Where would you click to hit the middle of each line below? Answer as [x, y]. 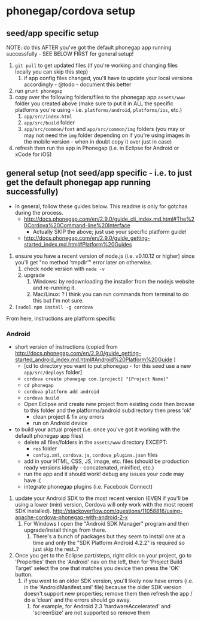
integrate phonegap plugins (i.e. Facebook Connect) [88, 487]
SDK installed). [33, 511]
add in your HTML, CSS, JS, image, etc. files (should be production [106, 461]
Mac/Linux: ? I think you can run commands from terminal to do [111, 294]
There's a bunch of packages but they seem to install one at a [109, 536]
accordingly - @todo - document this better [77, 84]
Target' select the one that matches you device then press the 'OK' [98, 568]
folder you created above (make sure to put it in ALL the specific [94, 103]
